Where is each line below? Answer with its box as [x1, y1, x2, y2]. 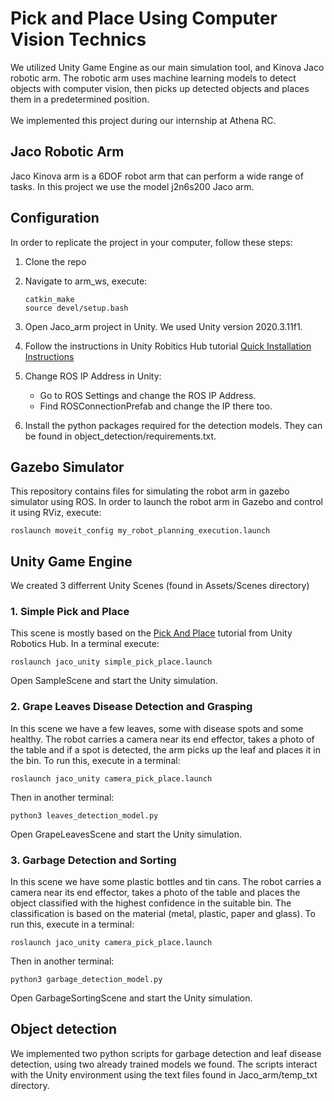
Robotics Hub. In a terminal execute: [10, 638, 160, 650]
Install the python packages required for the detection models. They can [24, 419, 323, 431]
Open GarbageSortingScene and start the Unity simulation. [10, 992, 253, 1004]
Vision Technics [10, 28, 147, 51]
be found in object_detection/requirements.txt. [24, 430, 217, 442]
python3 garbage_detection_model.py [10, 975, 163, 985]
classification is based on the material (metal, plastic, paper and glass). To [10, 908, 316, 920]
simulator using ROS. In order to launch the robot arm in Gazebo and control [10, 496, 323, 508]
